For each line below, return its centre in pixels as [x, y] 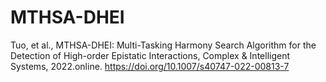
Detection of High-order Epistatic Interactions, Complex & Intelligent [150, 55]
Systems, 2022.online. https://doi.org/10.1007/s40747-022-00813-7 [150, 66]
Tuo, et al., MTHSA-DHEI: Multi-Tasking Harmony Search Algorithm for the [163, 45]
